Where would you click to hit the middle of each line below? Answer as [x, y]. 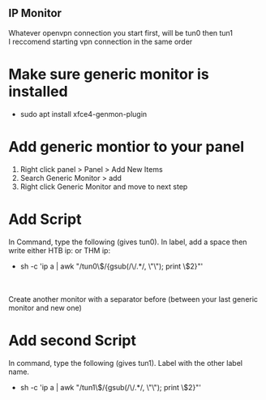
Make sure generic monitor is [109, 74]
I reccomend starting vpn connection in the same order [101, 41]
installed [38, 92]
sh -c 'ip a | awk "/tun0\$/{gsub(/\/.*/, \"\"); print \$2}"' [112, 266]
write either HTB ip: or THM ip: [60, 250]
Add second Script [72, 340]
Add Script [45, 219]
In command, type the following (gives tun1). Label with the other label [126, 363]
